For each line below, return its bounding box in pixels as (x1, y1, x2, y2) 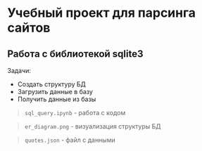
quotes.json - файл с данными (24, 136, 115, 144)
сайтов (7, 20, 51, 36)
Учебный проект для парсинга (7, 5, 196, 21)
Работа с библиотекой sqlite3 (7, 48, 144, 60)
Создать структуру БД (17, 80, 87, 88)
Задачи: (7, 67, 32, 74)
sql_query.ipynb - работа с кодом (24, 109, 126, 117)
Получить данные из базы (17, 95, 96, 103)
